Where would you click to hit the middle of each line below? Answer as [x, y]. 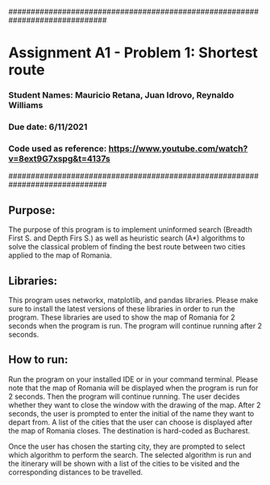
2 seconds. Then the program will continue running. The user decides [124, 396]
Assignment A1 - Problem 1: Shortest [133, 53]
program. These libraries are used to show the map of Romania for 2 [122, 317]
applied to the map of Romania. [60, 255]
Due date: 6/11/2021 [48, 127]
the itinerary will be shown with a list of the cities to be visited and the [124, 463]
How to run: [38, 360]
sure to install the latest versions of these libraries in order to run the [122, 308]
